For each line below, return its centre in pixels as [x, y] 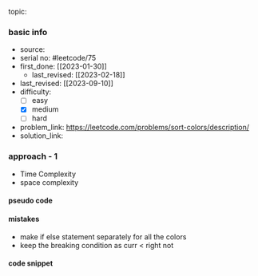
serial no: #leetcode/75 [58, 58]
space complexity [49, 182]
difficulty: [36, 92]
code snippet [31, 263]
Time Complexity [48, 174]
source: [32, 49]
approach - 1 [33, 156]
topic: [18, 12]
